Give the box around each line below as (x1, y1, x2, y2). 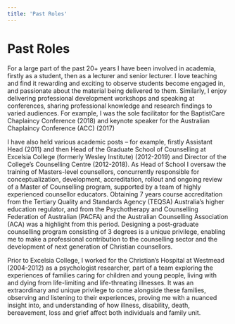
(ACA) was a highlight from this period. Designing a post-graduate (7, 220, 199, 228)
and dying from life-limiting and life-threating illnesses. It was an (7, 278, 194, 287)
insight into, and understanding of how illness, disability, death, (7, 301, 190, 309)
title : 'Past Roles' (7, 10, 68, 18)
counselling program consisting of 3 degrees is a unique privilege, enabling (7, 227, 226, 236)
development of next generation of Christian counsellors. (7, 242, 173, 251)
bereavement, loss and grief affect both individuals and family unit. (7, 308, 201, 317)
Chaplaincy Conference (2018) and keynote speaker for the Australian (7, 116, 210, 125)
